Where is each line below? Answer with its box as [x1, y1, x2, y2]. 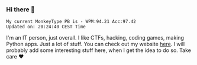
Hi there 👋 [6, 5, 35, 14]
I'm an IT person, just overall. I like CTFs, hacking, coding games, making [6, 34, 185, 41]
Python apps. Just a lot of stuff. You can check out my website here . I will [6, 41, 185, 48]
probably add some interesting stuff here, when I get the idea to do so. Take [6, 47, 191, 54]
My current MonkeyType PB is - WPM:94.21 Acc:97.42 [6, 19, 136, 25]
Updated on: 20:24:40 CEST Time [6, 24, 86, 30]
